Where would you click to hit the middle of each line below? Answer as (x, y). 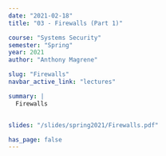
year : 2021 (26, 53)
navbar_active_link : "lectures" (62, 82)
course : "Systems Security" (55, 38)
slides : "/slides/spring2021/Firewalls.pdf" (83, 125)
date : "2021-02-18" (41, 16)
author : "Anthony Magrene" (53, 60)
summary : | (26, 96)
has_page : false (35, 140)
